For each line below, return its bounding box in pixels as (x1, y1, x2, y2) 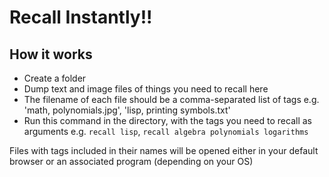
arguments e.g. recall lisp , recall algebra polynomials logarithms (23, 126, 309, 137)
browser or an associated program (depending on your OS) (9, 156, 254, 167)
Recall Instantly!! (9, 6, 153, 29)
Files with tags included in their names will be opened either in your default (9, 145, 319, 156)
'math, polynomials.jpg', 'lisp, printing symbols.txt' (23, 104, 231, 116)
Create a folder (23, 72, 87, 84)
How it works (9, 46, 93, 63)
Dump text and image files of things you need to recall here (23, 83, 269, 95)
